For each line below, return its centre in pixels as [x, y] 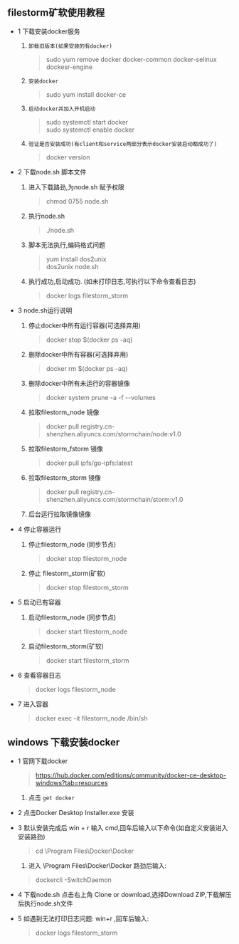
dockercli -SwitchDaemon [73, 880]
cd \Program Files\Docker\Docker [85, 851]
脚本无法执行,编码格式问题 [67, 245]
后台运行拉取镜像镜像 [59, 514]
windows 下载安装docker [64, 743]
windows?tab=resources [71, 782]
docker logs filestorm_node [75, 689]
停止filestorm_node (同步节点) [72, 544]
